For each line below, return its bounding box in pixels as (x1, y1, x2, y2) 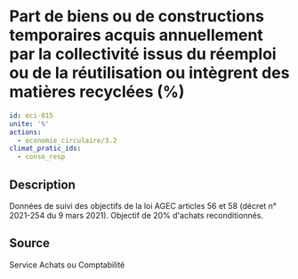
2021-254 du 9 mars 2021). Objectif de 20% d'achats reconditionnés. (9, 211, 264, 220)
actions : (9, 127, 42, 137)
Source (9, 235, 51, 251)
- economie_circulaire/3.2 (17, 136, 117, 145)
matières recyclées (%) (9, 82, 185, 102)
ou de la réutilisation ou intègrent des (9, 63, 290, 84)
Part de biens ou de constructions (9, 6, 265, 27)
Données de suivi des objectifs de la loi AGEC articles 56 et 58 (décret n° (9, 201, 278, 211)
